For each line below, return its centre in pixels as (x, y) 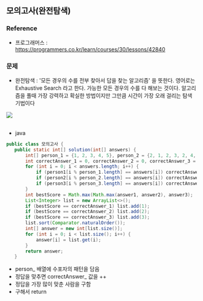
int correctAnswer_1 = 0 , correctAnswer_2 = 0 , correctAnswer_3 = (111, 161)
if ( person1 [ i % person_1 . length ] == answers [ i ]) (100, 172)
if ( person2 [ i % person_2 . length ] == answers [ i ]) (100, 178)
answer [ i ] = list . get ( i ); (69, 240)
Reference (22, 28)
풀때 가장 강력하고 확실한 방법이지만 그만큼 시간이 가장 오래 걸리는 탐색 (109, 95)
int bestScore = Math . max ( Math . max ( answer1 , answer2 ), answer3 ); (109, 195)
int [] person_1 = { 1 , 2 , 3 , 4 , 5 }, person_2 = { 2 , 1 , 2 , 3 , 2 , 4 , (111, 155)
